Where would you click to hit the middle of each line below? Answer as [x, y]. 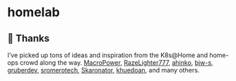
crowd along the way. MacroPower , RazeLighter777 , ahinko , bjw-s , [117, 63]
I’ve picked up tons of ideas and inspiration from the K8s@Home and [108, 55]
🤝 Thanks [29, 38]
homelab [34, 12]
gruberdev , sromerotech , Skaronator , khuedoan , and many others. [104, 70]
